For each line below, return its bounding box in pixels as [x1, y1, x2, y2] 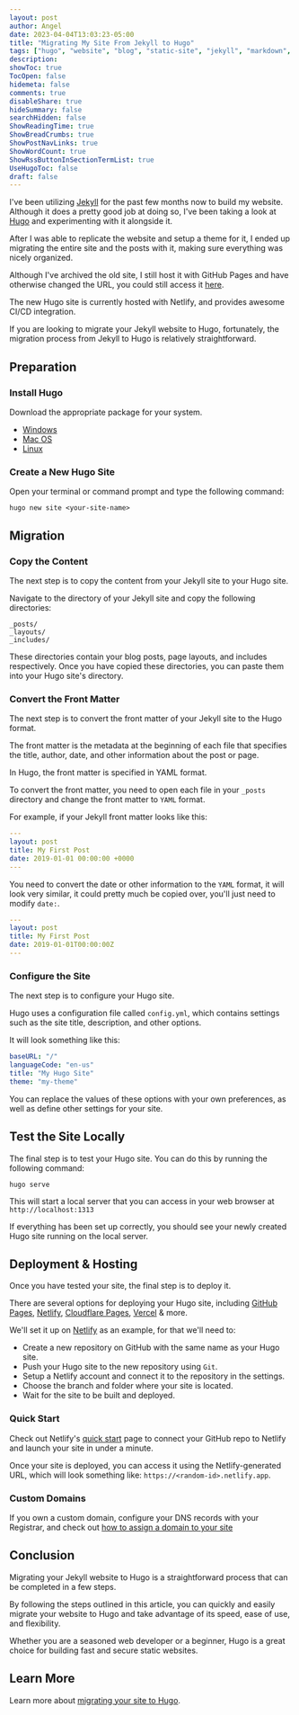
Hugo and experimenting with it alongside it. [9, 216, 173, 227]
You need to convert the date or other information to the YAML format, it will [9, 879, 285, 889]
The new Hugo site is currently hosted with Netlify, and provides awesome [9, 297, 286, 308]
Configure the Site [9, 969, 92, 982]
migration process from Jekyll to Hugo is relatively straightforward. [9, 334, 257, 344]
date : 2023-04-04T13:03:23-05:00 [9, 30, 135, 39]
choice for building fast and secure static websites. [9, 1645, 198, 1656]
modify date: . [9, 898, 60, 908]
